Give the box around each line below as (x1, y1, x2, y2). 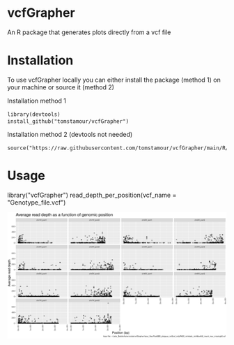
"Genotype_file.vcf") (7, 198, 66, 207)
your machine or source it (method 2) (7, 82, 115, 91)
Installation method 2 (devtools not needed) (7, 130, 133, 138)
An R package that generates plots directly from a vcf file (7, 28, 171, 36)
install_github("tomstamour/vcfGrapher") (7, 117, 130, 125)
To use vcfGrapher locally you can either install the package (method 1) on (7, 75, 221, 84)
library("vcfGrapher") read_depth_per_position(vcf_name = (7, 191, 177, 199)
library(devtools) (7, 110, 61, 118)
